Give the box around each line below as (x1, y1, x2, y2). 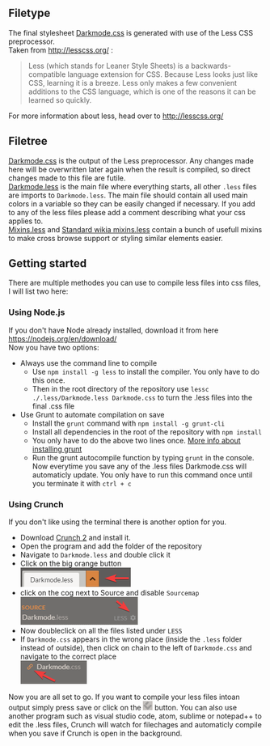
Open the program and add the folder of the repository (19, 541, 202, 551)
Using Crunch (8, 498, 64, 510)
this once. (32, 375, 66, 385)
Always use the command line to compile (19, 358, 158, 367)
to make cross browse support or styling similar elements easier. (8, 233, 224, 243)
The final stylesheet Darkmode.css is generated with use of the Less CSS (8, 28, 253, 37)
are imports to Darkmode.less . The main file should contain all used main (8, 190, 248, 200)
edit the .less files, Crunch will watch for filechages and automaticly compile (8, 720, 263, 730)
